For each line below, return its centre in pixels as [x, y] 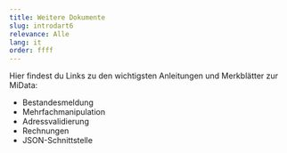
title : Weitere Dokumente [57, 17]
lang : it [25, 42]
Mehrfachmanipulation [63, 112]
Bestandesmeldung [57, 102]
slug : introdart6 [41, 26]
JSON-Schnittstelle [57, 141]
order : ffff [31, 51]
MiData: [24, 85]
